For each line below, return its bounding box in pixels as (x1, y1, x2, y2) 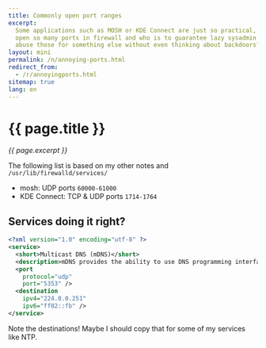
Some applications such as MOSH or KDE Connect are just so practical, (15, 26, 257, 34)
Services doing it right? (8, 215, 126, 228)
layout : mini (8, 48, 51, 56)
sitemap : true (8, 78, 55, 86)
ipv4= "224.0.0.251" (22, 295, 87, 303)
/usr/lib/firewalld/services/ (8, 170, 108, 178)
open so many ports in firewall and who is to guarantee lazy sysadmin (15, 33, 257, 42)
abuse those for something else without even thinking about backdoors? (15, 41, 260, 49)
